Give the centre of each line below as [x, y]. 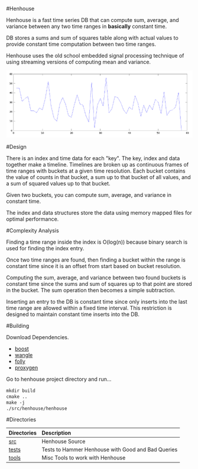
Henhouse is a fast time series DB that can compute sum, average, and [92, 20]
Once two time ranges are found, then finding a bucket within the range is [96, 260]
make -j [16, 403]
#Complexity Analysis [33, 231]
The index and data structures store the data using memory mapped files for [99, 213]
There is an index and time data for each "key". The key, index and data [93, 158]
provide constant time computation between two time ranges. [81, 44]
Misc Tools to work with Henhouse [84, 458]
